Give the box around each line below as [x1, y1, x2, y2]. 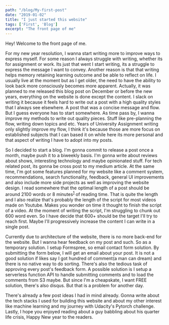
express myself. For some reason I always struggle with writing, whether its [5, 56, 163, 62]
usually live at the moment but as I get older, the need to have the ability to [5, 78, 161, 84]
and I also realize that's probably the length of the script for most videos [5, 196, 156, 203]
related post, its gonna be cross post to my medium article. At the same [5, 163, 155, 169]
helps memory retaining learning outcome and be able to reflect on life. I [5, 72, 156, 78]
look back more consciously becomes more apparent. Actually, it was [5, 83, 151, 89]
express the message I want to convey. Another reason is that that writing [5, 67, 159, 73]
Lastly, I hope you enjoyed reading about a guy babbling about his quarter [5, 308, 160, 314]
